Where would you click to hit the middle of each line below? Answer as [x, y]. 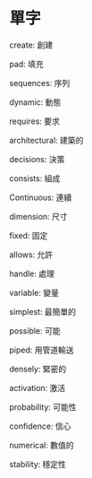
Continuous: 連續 [41, 197]
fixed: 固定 [29, 235]
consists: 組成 [35, 178]
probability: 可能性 [43, 407]
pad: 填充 [27, 64]
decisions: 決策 [37, 159]
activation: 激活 [38, 387]
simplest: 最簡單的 [43, 311]
